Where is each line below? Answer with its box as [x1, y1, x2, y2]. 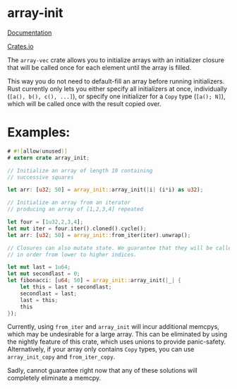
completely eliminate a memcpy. [7, 373, 101, 383]
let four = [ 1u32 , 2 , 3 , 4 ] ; [7, 219, 83, 226]
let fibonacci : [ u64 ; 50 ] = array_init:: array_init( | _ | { [7, 277, 181, 284]
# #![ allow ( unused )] [7, 147, 68, 155]
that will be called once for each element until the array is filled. [7, 63, 192, 71]
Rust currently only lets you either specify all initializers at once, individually [7, 84, 228, 93]
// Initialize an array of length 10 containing [7, 167, 153, 174]
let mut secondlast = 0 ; [7, 270, 80, 277]
